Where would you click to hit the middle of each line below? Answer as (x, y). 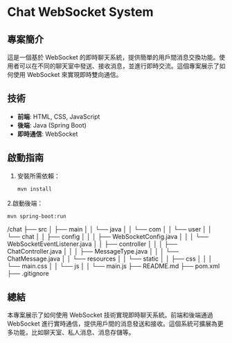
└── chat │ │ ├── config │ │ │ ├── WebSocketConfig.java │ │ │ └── (108, 237)
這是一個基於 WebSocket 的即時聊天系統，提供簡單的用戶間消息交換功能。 (113, 57)
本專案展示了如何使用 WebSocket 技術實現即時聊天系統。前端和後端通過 (110, 315)
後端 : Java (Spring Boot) (52, 125)
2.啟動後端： (25, 203)
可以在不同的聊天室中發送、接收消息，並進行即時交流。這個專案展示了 (119, 66)
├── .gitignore (28, 274)
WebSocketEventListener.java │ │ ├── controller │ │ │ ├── (92, 244)
